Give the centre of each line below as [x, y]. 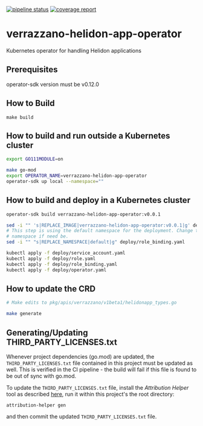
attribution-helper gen [36, 405]
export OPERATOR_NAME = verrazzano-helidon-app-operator [77, 176]
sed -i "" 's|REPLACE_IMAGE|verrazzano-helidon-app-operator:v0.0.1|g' [98, 225]
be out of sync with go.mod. [41, 376]
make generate [24, 314]
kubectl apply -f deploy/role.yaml [51, 258]
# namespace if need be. [37, 236]
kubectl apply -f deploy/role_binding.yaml [62, 264]
